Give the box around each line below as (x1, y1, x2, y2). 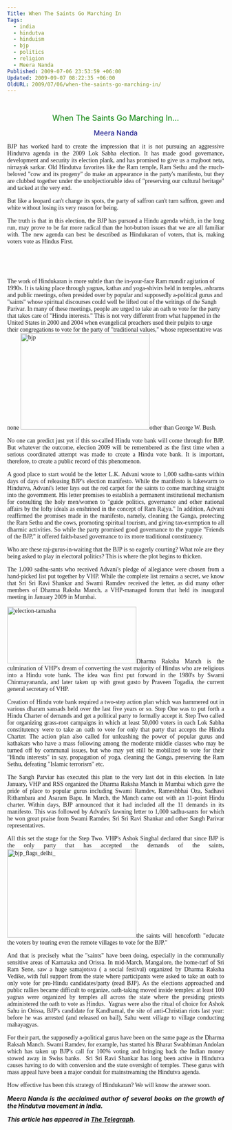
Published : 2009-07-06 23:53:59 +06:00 (7, 68, 122, 75)
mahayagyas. (7, 1021, 39, 1028)
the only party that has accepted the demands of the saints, (7, 842, 224, 849)
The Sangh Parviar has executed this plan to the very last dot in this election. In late (7, 773, 224, 781)
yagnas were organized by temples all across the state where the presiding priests (7, 993, 224, 1001)
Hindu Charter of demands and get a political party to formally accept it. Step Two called (7, 713, 224, 719)
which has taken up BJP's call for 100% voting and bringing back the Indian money (7, 1048, 224, 1055)
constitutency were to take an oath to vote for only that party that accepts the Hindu (7, 726, 224, 733)
